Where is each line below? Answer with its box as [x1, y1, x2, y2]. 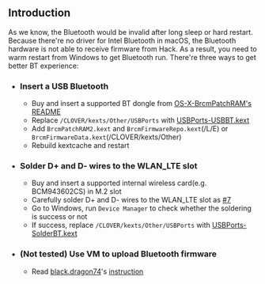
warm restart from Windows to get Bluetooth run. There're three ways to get [8, 52, 257, 62]
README [31, 107, 61, 117]
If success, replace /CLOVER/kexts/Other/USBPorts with [31, 221, 211, 230]
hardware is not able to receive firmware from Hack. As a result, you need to [8, 44, 257, 54]
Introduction [8, 6, 71, 20]
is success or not [31, 212, 88, 222]
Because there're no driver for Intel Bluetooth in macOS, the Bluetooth [8, 36, 237, 45]
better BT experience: [8, 61, 79, 70]
